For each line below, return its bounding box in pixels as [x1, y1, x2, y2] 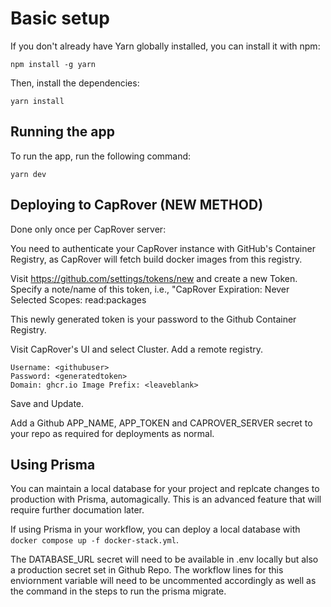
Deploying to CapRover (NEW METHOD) [10, 197, 264, 214]
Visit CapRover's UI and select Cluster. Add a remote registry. [10, 343, 263, 355]
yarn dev [10, 169, 47, 179]
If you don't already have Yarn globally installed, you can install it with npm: [10, 40, 321, 52]
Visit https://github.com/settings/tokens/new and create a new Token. [10, 272, 298, 284]
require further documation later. [10, 504, 145, 516]
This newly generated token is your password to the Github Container [10, 313, 297, 325]
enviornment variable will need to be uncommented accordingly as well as [10, 575, 317, 587]
